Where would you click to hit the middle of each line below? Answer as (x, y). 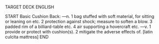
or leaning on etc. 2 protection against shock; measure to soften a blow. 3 (79, 22)
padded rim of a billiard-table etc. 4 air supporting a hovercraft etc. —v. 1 (78, 27)
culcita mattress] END (27, 37)
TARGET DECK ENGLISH (30, 7)
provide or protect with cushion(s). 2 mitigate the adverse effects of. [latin (79, 32)
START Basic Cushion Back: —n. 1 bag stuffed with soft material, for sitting (80, 16)
